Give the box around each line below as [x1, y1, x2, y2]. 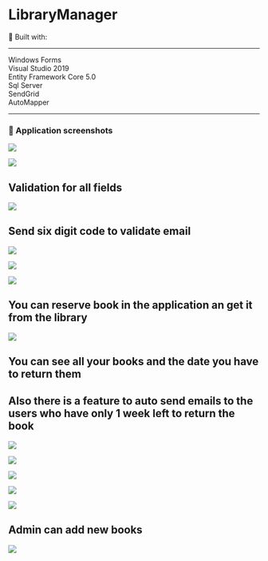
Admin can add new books [8, 523, 143, 537]
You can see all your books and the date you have [8, 355, 259, 368]
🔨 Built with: [8, 32, 48, 42]
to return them [8, 368, 81, 381]
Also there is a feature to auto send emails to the [8, 394, 254, 408]
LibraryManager [8, 6, 118, 24]
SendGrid [8, 89, 40, 98]
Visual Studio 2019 [8, 63, 69, 73]
